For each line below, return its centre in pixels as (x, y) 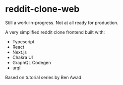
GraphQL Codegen (31, 62)
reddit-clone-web (42, 9)
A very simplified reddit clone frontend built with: (55, 32)
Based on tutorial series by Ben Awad (43, 77)
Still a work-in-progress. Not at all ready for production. (62, 23)
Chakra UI (23, 57)
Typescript (23, 42)
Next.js (20, 52)
